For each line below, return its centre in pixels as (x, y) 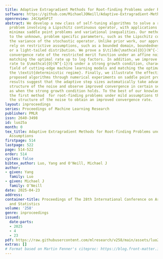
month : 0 (14, 127)
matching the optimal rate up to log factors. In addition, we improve (83, 59)
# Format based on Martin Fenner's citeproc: (52, 249)
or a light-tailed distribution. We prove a (55, 50)
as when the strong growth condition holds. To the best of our (76, 91)
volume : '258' (19, 208)
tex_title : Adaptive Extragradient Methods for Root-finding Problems (78, 132)
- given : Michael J (25, 181)
